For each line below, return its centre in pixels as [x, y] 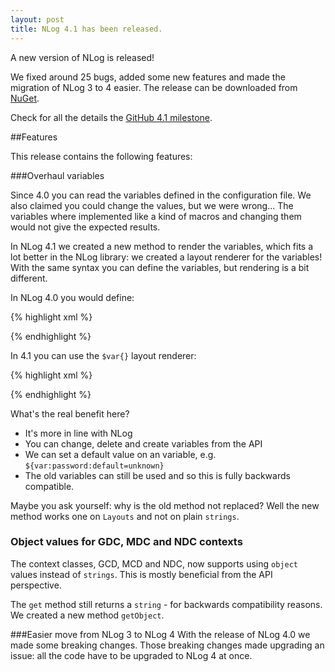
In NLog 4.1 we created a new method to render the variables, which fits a [162, 246]
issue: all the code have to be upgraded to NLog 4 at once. [131, 655]
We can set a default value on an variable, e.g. [120, 454]
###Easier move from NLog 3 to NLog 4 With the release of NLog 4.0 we [160, 634]
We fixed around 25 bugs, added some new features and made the [148, 77]
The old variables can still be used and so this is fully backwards [157, 475]
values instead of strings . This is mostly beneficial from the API [141, 574]
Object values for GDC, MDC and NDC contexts [126, 542]
